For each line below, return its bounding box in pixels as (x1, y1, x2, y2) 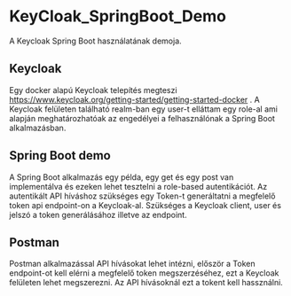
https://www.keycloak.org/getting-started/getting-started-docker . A (9, 94, 260, 105)
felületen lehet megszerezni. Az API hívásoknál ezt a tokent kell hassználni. (9, 277, 284, 288)
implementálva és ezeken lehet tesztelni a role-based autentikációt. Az (9, 181, 268, 191)
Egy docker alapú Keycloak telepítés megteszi (9, 84, 177, 95)
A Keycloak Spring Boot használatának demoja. (9, 35, 182, 46)
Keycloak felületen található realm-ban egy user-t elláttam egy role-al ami (9, 104, 278, 114)
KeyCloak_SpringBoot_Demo (9, 6, 226, 27)
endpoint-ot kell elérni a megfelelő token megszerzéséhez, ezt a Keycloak (9, 268, 279, 278)
